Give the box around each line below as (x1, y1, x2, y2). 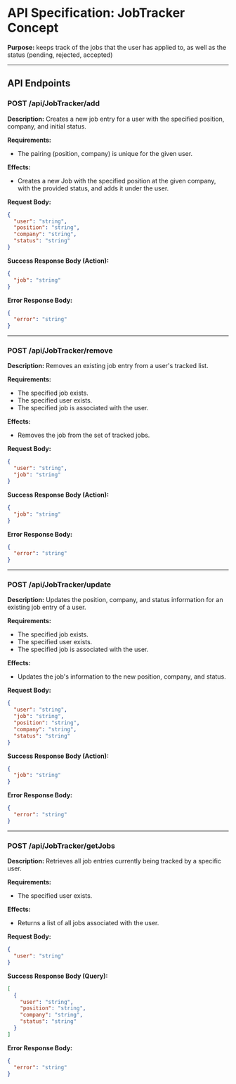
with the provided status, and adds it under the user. (17, 184, 169, 192)
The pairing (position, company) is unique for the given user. (17, 149, 193, 157)
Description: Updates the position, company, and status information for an (7, 596, 223, 604)
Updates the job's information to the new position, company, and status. (17, 672, 226, 681)
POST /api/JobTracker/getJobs (7, 841, 116, 851)
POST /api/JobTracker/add (7, 98, 100, 108)
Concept (7, 20, 59, 36)
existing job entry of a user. (7, 603, 86, 612)
